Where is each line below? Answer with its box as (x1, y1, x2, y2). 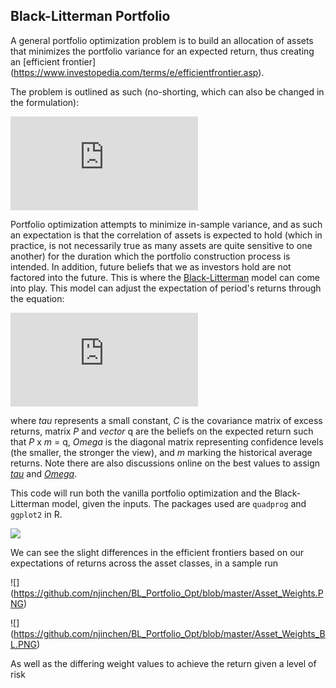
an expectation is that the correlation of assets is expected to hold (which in (10, 229, 323, 241)
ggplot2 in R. (10, 508, 63, 520)
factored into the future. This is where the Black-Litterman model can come (10, 271, 320, 283)
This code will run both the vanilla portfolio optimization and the (10, 487, 273, 499)
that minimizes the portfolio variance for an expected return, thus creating (10, 45, 315, 57)
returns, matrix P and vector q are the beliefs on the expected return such (10, 425, 314, 437)
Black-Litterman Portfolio (10, 8, 171, 25)
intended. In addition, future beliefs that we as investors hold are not (10, 260, 292, 273)
